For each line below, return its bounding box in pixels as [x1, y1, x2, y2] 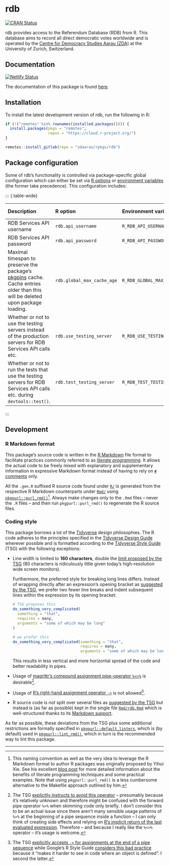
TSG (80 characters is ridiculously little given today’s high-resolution [12, 561, 155, 567]
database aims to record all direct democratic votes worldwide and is [5, 35, 148, 41]
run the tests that [8, 366, 48, 373]
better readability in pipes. [12, 663, 67, 669]
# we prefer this [12, 634, 49, 640]
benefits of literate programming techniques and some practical [12, 771, 145, 778]
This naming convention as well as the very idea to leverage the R [12, 755, 149, 761]
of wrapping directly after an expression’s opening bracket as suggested [12, 581, 163, 587]
